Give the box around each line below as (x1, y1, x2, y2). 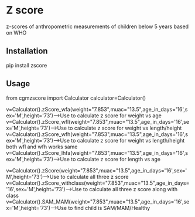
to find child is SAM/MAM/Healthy (68, 204, 150, 211)
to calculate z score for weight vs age (71, 112, 162, 119)
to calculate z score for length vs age (71, 155, 161, 162)
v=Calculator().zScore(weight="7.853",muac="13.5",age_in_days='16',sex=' (6, 167, 187, 174)
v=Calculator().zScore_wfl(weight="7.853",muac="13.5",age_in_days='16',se (6, 118, 189, 125)
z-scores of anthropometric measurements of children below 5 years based (6, 23, 189, 30)
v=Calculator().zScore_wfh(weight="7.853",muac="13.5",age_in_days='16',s (6, 130, 189, 138)
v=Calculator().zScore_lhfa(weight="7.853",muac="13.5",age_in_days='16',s (6, 149, 189, 156)
